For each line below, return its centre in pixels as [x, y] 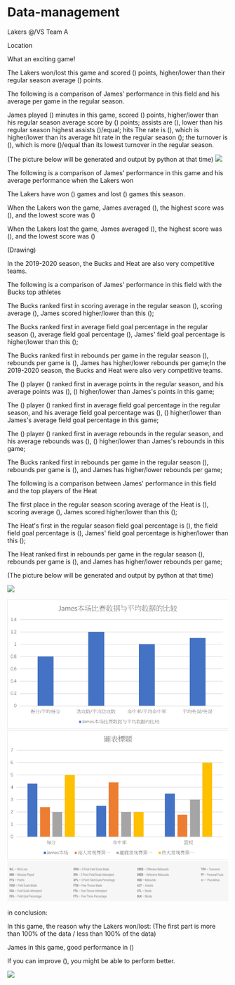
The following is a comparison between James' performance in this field [112, 483]
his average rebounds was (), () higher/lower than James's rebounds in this [116, 441]
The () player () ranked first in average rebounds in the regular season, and [115, 433]
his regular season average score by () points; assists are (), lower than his [115, 122]
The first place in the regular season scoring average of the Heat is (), [108, 504]
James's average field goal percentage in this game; [83, 420]
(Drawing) [22, 250]
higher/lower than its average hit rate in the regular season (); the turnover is [117, 137]
